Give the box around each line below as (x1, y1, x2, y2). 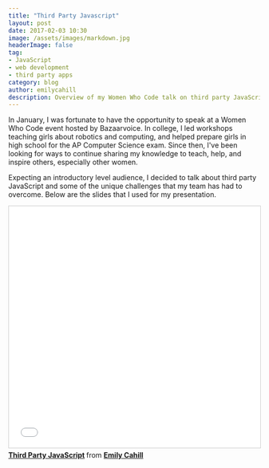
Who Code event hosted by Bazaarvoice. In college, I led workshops (8, 124, 233, 133)
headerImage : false (8, 41, 73, 49)
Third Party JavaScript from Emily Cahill (8, 450, 144, 460)
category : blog (8, 78, 59, 86)
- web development (8, 64, 69, 72)
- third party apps (8, 71, 73, 79)
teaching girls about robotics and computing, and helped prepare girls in (8, 132, 247, 142)
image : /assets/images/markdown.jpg (8, 33, 130, 42)
